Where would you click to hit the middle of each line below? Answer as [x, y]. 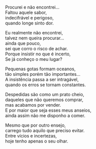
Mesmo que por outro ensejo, [36, 125]
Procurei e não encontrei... [32, 7]
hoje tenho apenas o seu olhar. [37, 141]
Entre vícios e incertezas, [31, 136]
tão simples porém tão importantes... [43, 74]
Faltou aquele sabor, [26, 12]
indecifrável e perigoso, [29, 18]
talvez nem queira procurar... [35, 38]
